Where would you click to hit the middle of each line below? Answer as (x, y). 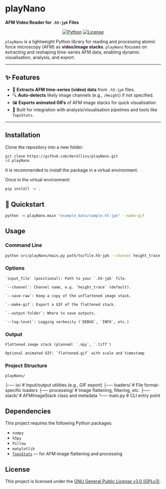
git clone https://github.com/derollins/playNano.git (62, 156)
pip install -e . (23, 189)
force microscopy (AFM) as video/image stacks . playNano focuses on (76, 47)
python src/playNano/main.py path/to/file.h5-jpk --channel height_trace (83, 256)
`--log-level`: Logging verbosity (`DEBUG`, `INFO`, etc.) (67, 322)
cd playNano (17, 161)
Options (15, 268)
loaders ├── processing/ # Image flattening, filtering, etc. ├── (86, 390)
